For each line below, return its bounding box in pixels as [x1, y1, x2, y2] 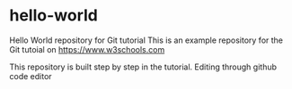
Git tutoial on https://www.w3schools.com [9, 44, 165, 54]
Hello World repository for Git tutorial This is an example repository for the [9, 35, 284, 45]
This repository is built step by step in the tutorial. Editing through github [9, 61, 277, 72]
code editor [9, 70, 52, 81]
